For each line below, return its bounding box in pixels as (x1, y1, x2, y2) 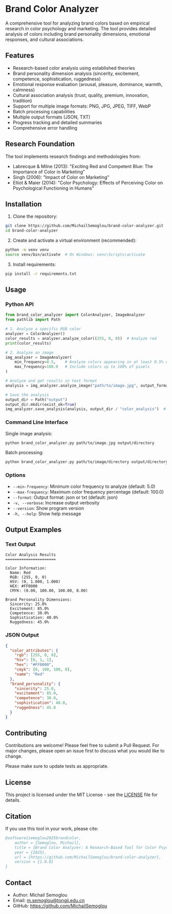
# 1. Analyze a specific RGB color (5, 327, 81, 332)
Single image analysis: (5, 430, 53, 436)
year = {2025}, (14, 849, 47, 855)
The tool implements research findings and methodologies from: (5, 153, 141, 159)
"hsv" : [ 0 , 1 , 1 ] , (14, 657, 54, 663)
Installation (5, 199, 42, 208)
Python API (5, 301, 34, 308)
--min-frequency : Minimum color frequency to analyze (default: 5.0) (12, 483, 156, 490)
